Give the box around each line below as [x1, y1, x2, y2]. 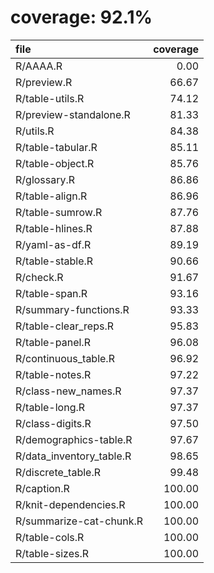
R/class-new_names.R [15, 384, 122, 398]
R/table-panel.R [15, 335, 91, 349]
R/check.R [15, 270, 64, 284]
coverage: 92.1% [10, 6, 153, 29]
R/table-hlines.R [15, 221, 93, 235]
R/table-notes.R [15, 367, 92, 381]
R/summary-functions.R [15, 302, 130, 316]
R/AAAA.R [15, 59, 63, 73]
